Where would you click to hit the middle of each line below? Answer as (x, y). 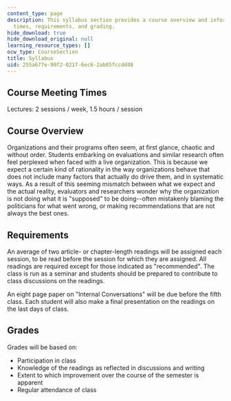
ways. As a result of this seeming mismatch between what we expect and (111, 184)
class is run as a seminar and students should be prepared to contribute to (112, 274)
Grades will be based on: (42, 347)
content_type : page (35, 13)
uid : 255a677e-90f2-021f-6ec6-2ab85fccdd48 (70, 65)
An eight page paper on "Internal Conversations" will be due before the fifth (114, 294)
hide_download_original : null (51, 39)
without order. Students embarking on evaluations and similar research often (115, 155)
